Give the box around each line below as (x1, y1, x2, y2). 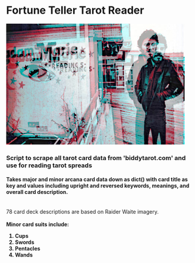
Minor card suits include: (6, 221, 70, 228)
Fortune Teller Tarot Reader (6, 4, 144, 17)
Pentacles (14, 245, 40, 252)
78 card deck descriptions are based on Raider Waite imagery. (6, 208, 159, 215)
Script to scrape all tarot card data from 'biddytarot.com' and (6, 154, 186, 162)
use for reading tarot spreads (6, 161, 92, 170)
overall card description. (6, 189, 68, 196)
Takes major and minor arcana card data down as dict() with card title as (6, 176, 188, 183)
